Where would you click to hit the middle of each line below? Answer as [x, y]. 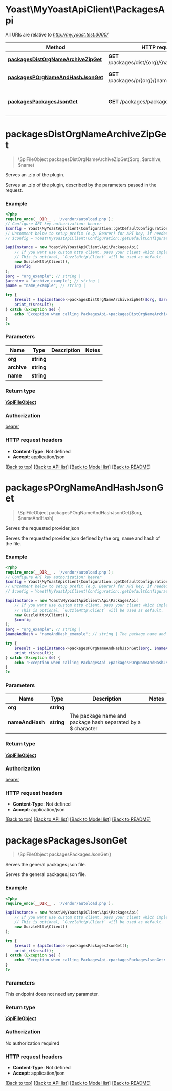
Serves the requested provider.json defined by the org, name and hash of [83, 538]
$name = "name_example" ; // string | [46, 286]
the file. [13, 543]
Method [56, 47]
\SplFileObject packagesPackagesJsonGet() [64, 854]
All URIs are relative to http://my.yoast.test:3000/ [57, 34]
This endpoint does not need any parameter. [52, 994]
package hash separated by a [105, 722]
